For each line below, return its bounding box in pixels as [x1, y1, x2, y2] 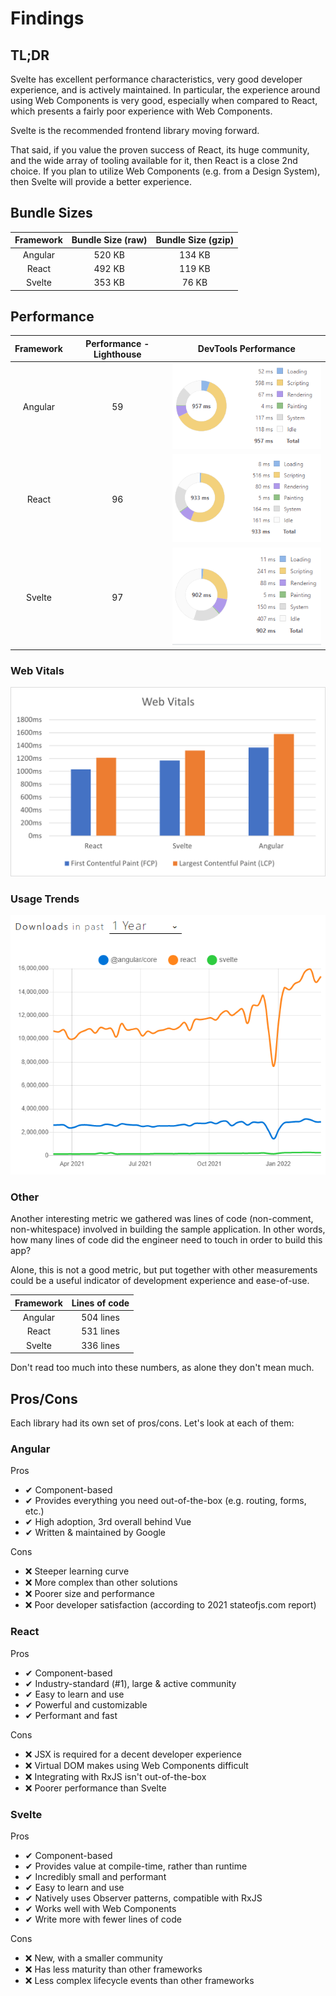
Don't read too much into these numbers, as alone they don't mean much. [10, 1362, 315, 1374]
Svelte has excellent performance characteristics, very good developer [10, 73, 303, 85]
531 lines [81, 1325, 120, 1337]
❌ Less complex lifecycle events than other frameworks [24, 1974, 255, 1986]
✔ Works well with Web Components [24, 1902, 177, 1914]
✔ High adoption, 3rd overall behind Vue [24, 1516, 192, 1528]
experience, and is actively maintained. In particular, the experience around [10, 84, 321, 96]
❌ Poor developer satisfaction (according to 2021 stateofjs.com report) [24, 1599, 317, 1611]
